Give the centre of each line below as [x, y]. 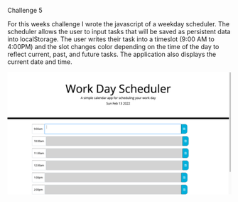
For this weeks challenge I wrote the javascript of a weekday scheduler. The [118, 24]
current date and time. [40, 62]
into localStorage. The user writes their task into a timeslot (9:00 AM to [111, 39]
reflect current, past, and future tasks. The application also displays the [112, 54]
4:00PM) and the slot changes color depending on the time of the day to [113, 47]
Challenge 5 [25, 10]
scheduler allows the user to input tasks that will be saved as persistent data [119, 32]
